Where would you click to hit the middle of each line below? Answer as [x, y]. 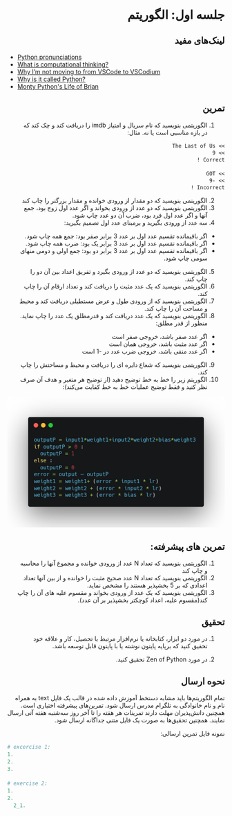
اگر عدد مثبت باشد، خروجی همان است [158, 344]
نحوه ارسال [203, 681]
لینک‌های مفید [200, 41]
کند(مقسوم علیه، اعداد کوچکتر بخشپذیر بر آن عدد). [143, 600]
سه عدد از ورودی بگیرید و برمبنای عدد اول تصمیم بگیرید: [136, 223]
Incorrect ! [208, 187]
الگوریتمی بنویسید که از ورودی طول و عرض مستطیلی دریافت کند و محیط [114, 301]
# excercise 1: [29, 747]
